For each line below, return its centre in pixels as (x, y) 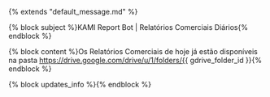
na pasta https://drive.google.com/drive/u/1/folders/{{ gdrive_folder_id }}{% (135, 60)
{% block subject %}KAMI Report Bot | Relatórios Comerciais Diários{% (128, 27)
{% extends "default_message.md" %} (73, 12)
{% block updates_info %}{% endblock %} (80, 84)
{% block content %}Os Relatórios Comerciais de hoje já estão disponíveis (133, 51)
